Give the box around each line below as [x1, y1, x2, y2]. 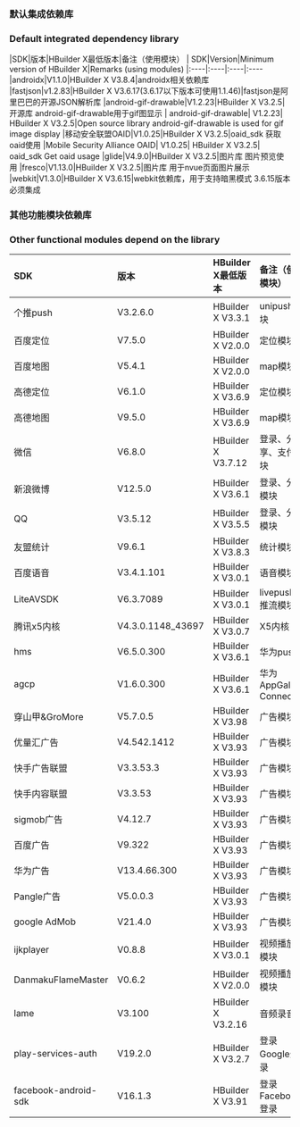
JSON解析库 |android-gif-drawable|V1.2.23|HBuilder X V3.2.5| [55, 96, 286, 108]
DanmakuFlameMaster [13, 973, 109, 986]
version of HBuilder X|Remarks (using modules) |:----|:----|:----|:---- [9, 64, 263, 75]
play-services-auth [13, 1048, 98, 1060]
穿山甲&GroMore [13, 711, 84, 723]
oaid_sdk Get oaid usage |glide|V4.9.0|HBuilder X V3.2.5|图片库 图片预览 [9, 151, 277, 162]
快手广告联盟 [13, 762, 69, 774]
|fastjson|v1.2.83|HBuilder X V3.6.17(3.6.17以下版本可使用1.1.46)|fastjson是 [9, 86, 281, 96]
